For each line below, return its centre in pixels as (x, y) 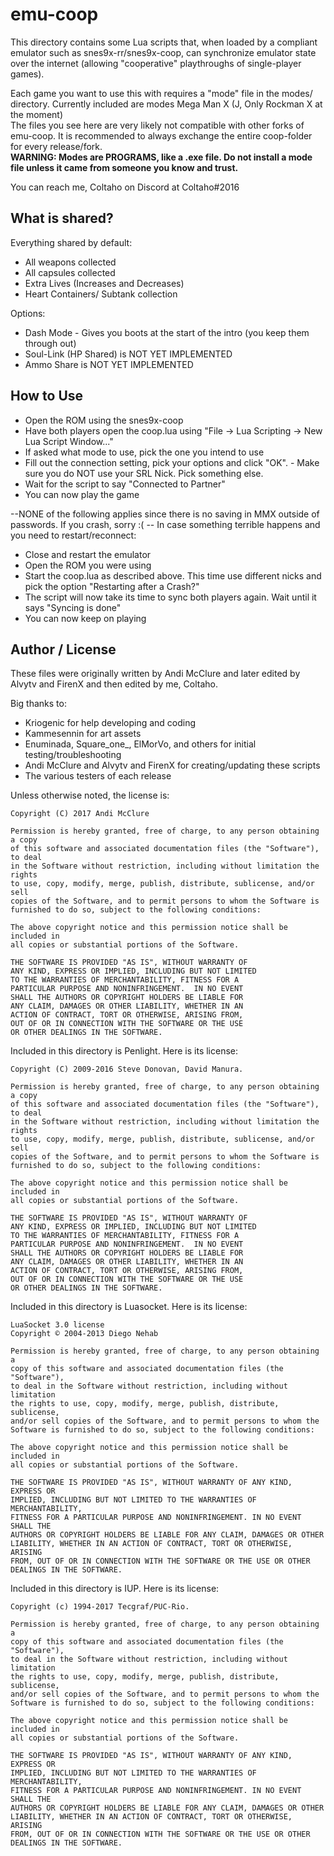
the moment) (36, 114)
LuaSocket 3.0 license (57, 1325)
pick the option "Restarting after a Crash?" (112, 586)
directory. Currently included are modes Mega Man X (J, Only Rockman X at (166, 104)
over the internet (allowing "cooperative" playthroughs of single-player (156, 63)
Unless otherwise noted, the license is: (90, 795)
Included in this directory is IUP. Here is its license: (115, 1589)
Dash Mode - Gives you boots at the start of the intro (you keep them (167, 332)
